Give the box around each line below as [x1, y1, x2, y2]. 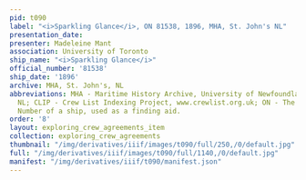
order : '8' [9, 115, 51, 124]
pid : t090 [9, 13, 47, 23]
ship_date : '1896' [9, 73, 79, 82]
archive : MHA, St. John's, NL [9, 81, 125, 90]
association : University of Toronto [9, 47, 148, 56]
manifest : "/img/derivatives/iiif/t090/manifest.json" [9, 156, 222, 166]
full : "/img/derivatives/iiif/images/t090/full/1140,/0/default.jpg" [9, 148, 280, 157]
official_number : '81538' [9, 65, 107, 74]
